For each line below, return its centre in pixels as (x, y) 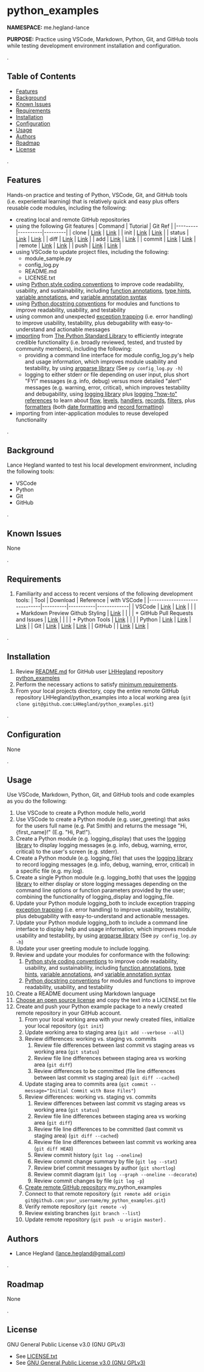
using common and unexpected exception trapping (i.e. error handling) (104, 316)
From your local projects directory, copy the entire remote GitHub (97, 691)
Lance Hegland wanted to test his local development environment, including (102, 465)
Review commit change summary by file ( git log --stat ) (106, 1162)
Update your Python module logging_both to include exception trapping (105, 904)
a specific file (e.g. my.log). (50, 871)
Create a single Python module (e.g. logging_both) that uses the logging (106, 877)
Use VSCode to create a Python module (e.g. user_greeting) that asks (103, 819)
